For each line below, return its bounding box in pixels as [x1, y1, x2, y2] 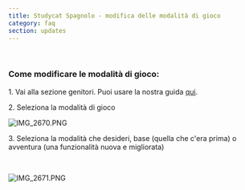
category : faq [8, 19, 56, 27]
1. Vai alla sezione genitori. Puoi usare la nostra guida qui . [8, 87, 198, 96]
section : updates [8, 26, 67, 34]
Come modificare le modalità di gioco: [8, 69, 160, 80]
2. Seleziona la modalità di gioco [8, 102, 116, 112]
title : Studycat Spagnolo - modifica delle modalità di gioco [8, 11, 221, 20]
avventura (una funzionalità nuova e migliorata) [8, 142, 165, 152]
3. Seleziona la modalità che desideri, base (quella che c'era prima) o [8, 133, 237, 143]
